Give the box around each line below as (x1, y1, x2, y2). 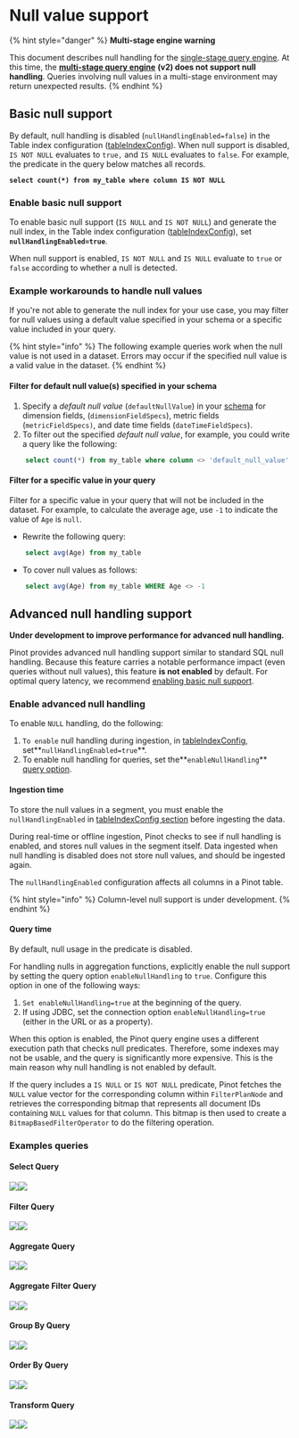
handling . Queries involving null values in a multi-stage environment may (9, 70, 278, 81)
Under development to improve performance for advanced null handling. (9, 630, 285, 640)
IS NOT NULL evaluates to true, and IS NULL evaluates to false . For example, (9, 149, 290, 160)
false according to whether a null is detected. (9, 262, 179, 273)
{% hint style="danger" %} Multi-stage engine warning (9, 35, 216, 45)
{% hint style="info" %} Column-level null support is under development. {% (9, 894, 291, 905)
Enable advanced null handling (9, 698, 145, 710)
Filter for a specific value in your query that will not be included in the (9, 494, 264, 505)
